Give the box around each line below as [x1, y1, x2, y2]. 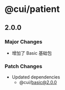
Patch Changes [4, 63, 43, 70]
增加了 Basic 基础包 [11, 50, 52, 56]
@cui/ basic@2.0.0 [19, 80, 57, 86]
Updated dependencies [11, 74, 61, 80]
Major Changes [4, 38, 43, 45]
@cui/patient [4, 3, 60, 15]
